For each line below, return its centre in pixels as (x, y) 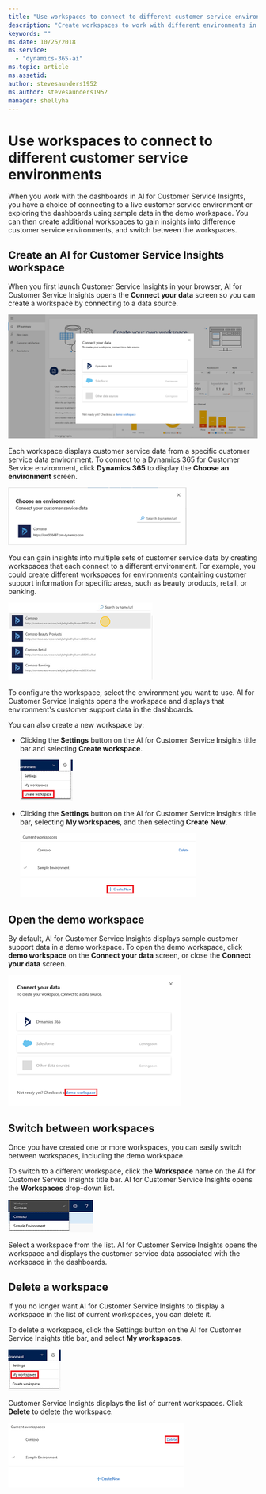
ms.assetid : (28, 75)
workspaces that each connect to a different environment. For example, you (132, 566)
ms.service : (28, 50)
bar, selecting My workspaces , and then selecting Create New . (123, 822)
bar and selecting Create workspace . (81, 748)
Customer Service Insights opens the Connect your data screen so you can (132, 295)
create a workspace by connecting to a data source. (93, 303)
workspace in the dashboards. (58, 1262)
